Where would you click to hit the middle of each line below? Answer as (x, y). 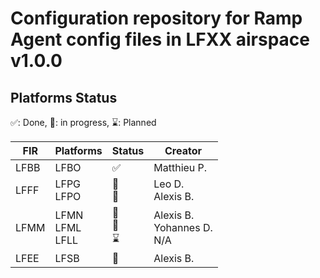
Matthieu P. (180, 167)
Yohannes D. (183, 227)
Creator (183, 150)
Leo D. (169, 184)
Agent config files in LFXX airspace (160, 39)
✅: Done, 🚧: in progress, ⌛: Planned (83, 122)
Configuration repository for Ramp (156, 18)
